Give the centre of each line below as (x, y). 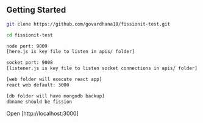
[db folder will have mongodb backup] (55, 96)
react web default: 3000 (38, 85)
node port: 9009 (27, 46)
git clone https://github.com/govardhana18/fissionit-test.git (88, 24)
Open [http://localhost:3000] (42, 113)
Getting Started (36, 10)
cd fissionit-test (30, 35)
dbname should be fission (39, 102)
